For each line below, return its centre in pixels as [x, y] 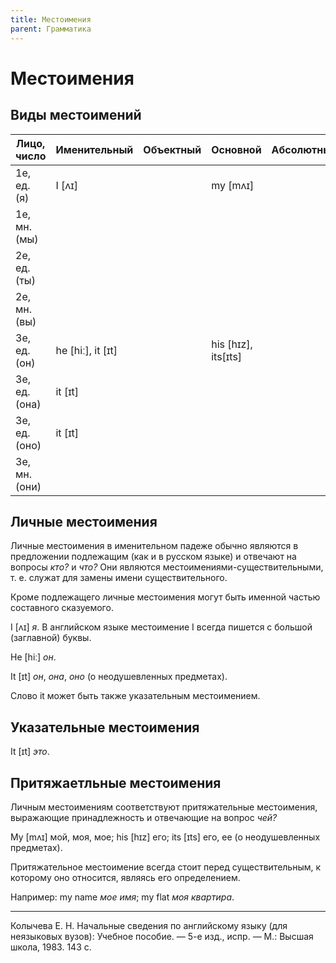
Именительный [94, 149]
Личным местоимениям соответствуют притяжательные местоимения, [164, 807]
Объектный [172, 149]
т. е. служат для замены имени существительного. [119, 578]
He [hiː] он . [33, 657]
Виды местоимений [76, 115]
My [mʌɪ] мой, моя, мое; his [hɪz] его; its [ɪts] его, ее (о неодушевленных [165, 837]
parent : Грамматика [51, 29]
